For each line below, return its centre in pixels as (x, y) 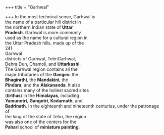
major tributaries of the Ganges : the (42, 74)
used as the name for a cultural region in (46, 38)
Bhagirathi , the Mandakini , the (37, 80)
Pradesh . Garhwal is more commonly (43, 32)
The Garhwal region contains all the (41, 69)
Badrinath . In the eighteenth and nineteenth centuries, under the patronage (82, 106)
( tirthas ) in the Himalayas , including (42, 95)
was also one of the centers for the (41, 122)
